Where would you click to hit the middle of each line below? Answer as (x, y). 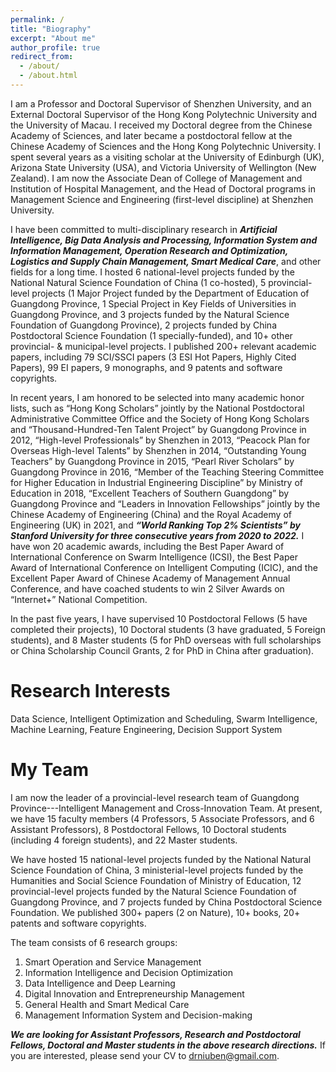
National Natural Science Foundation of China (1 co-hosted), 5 (138, 282)
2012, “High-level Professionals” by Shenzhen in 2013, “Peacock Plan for (160, 440)
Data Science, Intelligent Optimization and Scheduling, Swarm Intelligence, (164, 718)
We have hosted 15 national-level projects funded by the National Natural (161, 859)
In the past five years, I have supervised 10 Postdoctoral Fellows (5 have (159, 618)
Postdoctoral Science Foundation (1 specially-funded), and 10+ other (151, 335)
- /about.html (48, 76)
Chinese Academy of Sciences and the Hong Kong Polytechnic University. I (166, 146)
